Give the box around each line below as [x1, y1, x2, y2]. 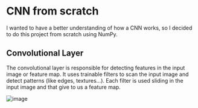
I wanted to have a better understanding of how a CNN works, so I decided [6, 24, 193, 31]
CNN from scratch [6, 4, 99, 18]
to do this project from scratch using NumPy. [6, 30, 118, 37]
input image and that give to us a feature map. [6, 83, 121, 91]
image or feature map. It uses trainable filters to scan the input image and [6, 71, 189, 78]
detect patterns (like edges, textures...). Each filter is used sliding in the [6, 77, 184, 84]
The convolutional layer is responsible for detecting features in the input [6, 64, 185, 71]
